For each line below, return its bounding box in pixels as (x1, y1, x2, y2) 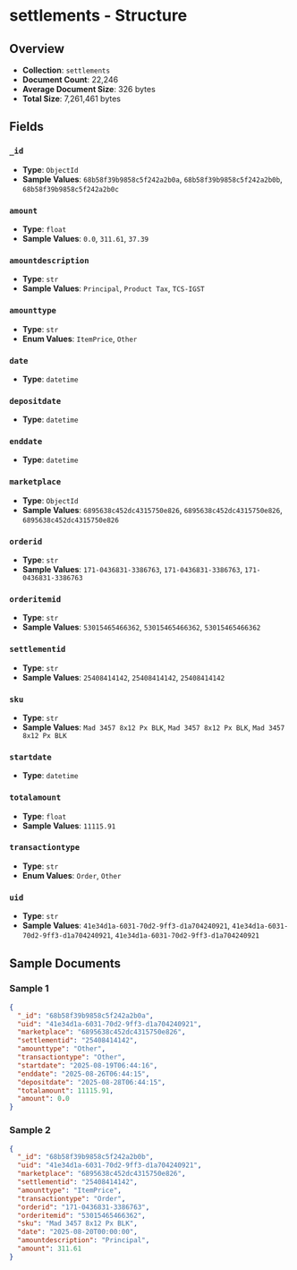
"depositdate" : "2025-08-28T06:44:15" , (17, 1077, 166, 1086)
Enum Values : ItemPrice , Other (21, 333, 138, 344)
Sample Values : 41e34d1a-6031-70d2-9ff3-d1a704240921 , (21, 920, 231, 931)
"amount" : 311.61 (17, 1244, 82, 1253)
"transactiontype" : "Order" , (17, 1194, 126, 1203)
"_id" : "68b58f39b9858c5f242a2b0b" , (17, 1153, 154, 1162)
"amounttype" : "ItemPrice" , (17, 1186, 123, 1195)
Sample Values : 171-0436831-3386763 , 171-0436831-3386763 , (21, 564, 243, 575)
